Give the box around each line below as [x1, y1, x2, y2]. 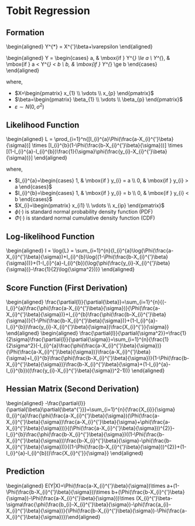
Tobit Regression [6, 4, 91, 18]
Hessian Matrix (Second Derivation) [6, 384, 139, 394]
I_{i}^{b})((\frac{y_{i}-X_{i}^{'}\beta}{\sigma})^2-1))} [6, 367, 131, 374]
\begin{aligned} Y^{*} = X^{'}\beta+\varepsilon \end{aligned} [6, 43, 153, 50]
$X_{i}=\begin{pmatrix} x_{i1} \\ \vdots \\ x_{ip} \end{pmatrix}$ [14, 202, 165, 209]
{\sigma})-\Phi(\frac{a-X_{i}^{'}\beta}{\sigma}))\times [6, 494, 135, 501]
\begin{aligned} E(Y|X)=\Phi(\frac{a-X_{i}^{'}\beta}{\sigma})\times [6, 482, 166, 489]
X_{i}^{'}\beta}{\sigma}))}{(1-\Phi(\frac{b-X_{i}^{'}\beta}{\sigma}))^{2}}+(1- [6, 443, 187, 450]
